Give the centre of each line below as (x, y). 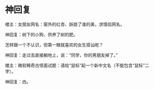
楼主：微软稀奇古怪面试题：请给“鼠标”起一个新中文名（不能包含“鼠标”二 (77, 65)
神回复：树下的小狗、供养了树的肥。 (41, 34)
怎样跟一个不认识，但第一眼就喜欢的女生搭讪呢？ (54, 44)
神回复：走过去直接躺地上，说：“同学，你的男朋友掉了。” (61, 55)
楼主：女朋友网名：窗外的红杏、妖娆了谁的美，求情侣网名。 (65, 24)
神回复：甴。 (18, 82)
